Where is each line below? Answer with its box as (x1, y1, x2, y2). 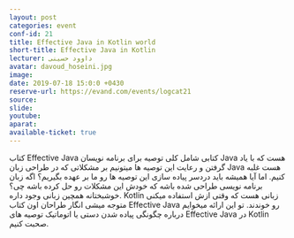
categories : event (9, 21, 77, 30)
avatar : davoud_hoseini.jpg (9, 63, 113, 72)
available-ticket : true (9, 128, 97, 137)
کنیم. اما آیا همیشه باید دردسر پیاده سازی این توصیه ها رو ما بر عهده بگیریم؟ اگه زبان (9, 171, 285, 181)
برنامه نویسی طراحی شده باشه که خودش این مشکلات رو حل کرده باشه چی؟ (9, 180, 263, 191)
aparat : (9, 120, 38, 129)
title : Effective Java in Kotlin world (9, 37, 156, 47)
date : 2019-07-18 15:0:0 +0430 (9, 79, 124, 88)
